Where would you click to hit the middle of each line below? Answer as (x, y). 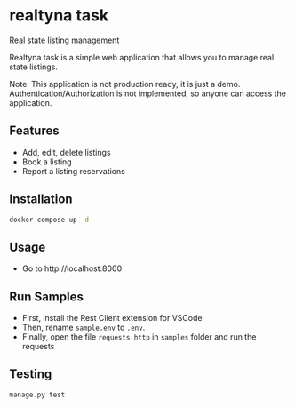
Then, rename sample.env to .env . (84, 328)
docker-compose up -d (49, 220)
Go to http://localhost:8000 (72, 268)
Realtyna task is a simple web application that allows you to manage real (142, 57)
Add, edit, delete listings (66, 152)
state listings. (33, 67)
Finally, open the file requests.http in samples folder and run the (139, 337)
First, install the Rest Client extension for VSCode (112, 318)
